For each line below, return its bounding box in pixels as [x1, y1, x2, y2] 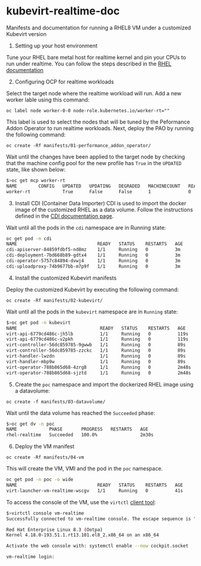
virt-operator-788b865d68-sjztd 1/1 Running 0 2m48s [6, 370, 191, 376]
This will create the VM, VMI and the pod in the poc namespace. [6, 465, 163, 472]
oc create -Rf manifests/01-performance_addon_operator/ [6, 142, 151, 148]
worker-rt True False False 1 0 [6, 188, 191, 194]
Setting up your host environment [14, 42, 98, 49]
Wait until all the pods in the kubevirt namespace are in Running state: [6, 308, 178, 315]
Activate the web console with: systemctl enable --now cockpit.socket [6, 543, 188, 549]
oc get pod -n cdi [6, 235, 52, 241]
